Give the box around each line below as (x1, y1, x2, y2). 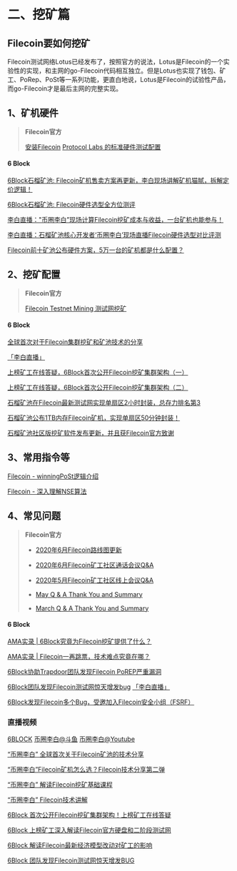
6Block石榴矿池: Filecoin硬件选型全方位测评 (7, 201, 136, 209)
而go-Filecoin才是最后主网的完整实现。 (7, 84, 123, 93)
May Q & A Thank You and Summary (35, 590, 143, 598)
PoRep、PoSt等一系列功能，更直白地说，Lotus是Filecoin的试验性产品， (19, 76, 230, 84)
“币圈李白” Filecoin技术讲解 (7, 795, 88, 804)
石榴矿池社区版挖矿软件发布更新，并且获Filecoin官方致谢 (7, 429, 175, 438)
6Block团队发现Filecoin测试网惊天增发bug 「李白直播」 (7, 683, 170, 691)
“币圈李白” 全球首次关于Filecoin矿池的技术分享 (7, 750, 144, 759)
